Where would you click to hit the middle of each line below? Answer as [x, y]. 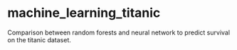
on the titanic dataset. [39, 39]
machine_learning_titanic [84, 13]
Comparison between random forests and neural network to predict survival [118, 32]
